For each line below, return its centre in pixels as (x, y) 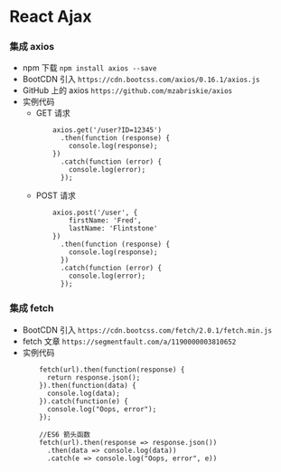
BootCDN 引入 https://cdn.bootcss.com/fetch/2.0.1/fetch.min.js (147, 330)
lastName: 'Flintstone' (113, 229)
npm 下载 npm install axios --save (89, 68)
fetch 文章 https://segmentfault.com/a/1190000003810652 (129, 341)
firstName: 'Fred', (105, 221)
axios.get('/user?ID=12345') (108, 130)
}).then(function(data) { (88, 385)
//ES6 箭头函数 (65, 434)
